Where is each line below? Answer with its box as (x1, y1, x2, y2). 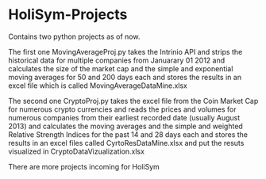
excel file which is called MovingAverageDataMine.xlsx (8, 81, 188, 90)
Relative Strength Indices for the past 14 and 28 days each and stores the (8, 129, 249, 139)
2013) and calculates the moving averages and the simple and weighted (8, 121, 244, 131)
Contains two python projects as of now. (8, 32, 141, 41)
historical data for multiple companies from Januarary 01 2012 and (8, 55, 226, 65)
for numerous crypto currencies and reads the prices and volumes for (8, 105, 237, 114)
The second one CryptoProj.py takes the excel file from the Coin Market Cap (8, 96, 259, 105)
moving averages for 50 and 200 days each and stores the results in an (8, 72, 242, 82)
